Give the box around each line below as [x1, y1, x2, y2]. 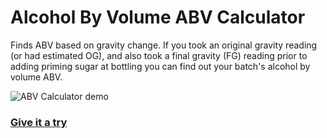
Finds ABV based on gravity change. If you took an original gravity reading [10, 39, 318, 51]
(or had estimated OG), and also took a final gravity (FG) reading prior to [10, 49, 308, 61]
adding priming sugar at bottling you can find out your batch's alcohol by [10, 60, 311, 72]
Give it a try [10, 115, 68, 129]
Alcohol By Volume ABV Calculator [10, 6, 306, 29]
